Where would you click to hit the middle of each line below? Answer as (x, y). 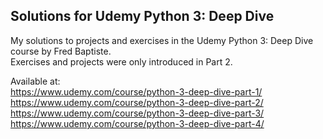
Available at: (35, 81)
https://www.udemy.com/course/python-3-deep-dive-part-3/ (137, 113)
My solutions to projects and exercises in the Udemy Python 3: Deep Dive (162, 40)
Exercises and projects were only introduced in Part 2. (121, 61)
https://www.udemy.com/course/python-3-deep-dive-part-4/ (137, 123)
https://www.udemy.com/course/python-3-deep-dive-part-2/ (137, 102)
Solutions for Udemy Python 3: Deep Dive (142, 16)
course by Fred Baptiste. (61, 51)
